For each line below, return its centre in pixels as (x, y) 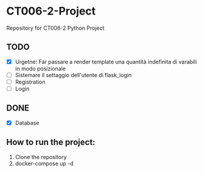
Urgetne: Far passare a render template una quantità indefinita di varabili (106, 61)
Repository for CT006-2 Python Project (55, 28)
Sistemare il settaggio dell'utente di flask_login (73, 75)
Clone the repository (41, 157)
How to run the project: (51, 142)
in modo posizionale (40, 69)
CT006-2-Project (51, 11)
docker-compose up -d (44, 163)
